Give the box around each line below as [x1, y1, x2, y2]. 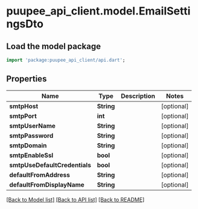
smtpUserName [9, 121, 56, 130]
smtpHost [9, 101, 39, 110]
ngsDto [6, 17, 44, 31]
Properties [6, 74, 47, 84]
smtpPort [9, 112, 37, 120]
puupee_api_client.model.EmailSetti [6, 4, 191, 18]
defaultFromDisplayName [9, 180, 85, 188]
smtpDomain [9, 141, 47, 149]
